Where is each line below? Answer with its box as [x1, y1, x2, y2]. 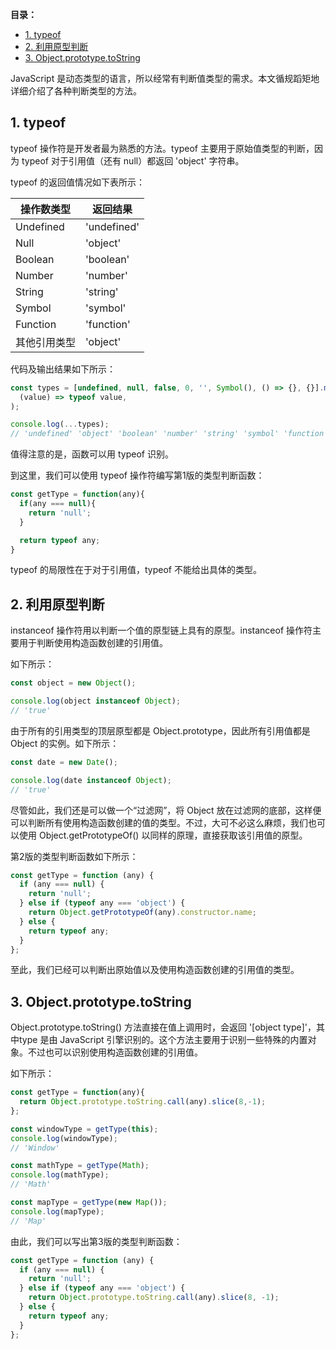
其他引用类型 [15, 335, 77, 349]
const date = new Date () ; [10, 757, 118, 767]
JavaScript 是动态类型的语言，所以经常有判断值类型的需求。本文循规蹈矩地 [10, 73, 320, 84]
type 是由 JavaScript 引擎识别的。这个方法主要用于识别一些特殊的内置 [18, 1034, 308, 1046]
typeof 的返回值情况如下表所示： [10, 176, 145, 188]
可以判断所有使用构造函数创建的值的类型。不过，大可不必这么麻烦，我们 [10, 816, 308, 828]
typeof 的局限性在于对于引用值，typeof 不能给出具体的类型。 [10, 564, 262, 576]
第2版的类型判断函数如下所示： [10, 850, 139, 862]
